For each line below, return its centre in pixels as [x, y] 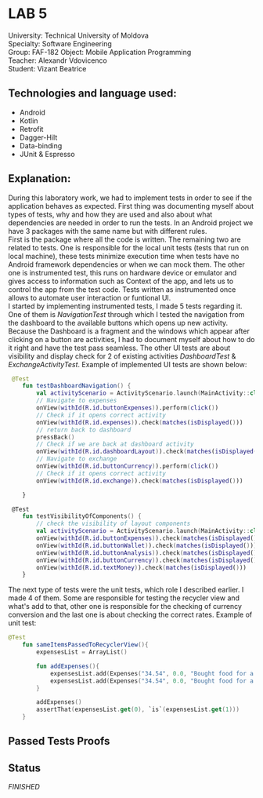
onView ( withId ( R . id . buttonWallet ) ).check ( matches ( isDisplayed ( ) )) [147, 545]
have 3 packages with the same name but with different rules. [108, 231]
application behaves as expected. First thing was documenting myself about [131, 206]
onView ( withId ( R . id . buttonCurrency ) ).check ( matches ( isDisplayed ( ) [147, 560]
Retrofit [31, 129]
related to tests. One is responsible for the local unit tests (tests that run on [128, 247]
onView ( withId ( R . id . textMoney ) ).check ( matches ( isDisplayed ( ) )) [141, 567]
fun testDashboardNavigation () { [77, 386]
